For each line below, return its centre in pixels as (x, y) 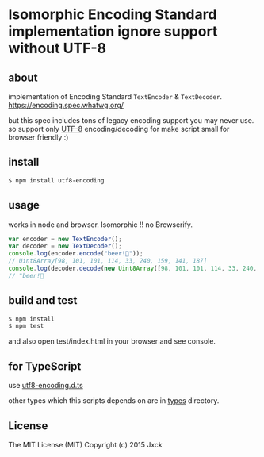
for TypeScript (45, 366)
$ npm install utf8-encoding (56, 180)
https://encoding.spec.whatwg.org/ (66, 105)
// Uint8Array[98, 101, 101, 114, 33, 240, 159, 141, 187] (108, 261)
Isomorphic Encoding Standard (113, 15)
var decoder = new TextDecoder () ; (65, 246)
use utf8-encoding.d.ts (46, 386)
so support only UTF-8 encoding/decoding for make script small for (119, 129)
